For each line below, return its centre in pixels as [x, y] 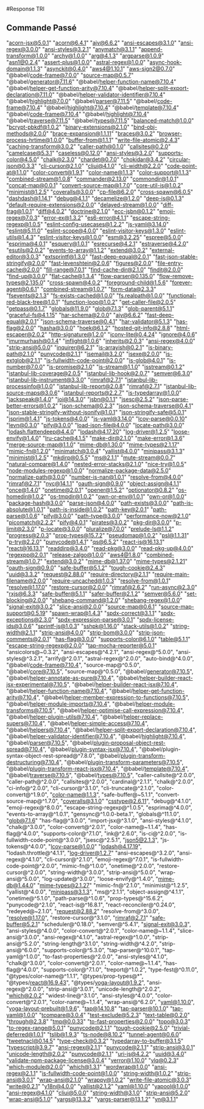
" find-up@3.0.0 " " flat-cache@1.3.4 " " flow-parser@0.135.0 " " [83, 276]
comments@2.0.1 [28, 639]
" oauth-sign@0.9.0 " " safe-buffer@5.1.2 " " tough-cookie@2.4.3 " [86, 567]
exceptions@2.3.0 [29, 619]
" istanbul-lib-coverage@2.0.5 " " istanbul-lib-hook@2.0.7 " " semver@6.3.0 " [100, 373]
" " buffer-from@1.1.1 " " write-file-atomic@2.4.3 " [121, 140]
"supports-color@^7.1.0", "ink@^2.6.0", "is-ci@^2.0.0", [109, 833]
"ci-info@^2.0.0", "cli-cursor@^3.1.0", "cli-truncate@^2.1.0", [81, 788]
